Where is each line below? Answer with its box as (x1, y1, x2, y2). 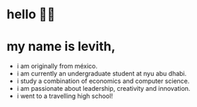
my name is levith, (6, 39, 116, 55)
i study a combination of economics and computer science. (16, 77, 190, 85)
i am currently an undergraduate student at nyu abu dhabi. (16, 70, 187, 78)
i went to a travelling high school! (16, 92, 114, 101)
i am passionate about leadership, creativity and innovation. (16, 84, 191, 93)
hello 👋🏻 (6, 6, 56, 23)
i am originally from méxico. (16, 62, 98, 70)
